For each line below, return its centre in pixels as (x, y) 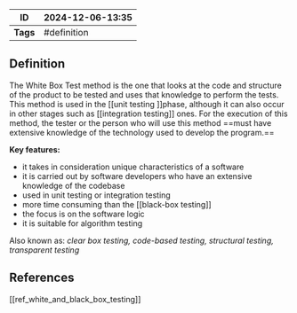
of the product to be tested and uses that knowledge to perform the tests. (144, 94)
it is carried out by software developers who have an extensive (137, 176)
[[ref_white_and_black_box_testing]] (75, 299)
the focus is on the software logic (83, 214)
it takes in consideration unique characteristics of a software (133, 167)
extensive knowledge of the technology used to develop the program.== (142, 132)
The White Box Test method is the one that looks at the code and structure (145, 85)
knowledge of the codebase (73, 185)
